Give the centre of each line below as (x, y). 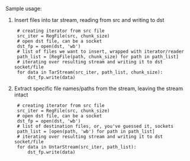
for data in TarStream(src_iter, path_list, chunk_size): (90, 72)
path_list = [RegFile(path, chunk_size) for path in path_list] (98, 57)
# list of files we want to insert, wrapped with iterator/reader (100, 51)
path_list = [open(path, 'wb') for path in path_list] (86, 131)
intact (21, 95)
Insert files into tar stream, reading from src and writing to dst (89, 20)
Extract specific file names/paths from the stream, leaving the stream (99, 88)
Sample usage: (24, 9)
